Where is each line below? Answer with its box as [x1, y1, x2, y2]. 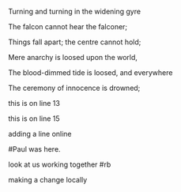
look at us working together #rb [8, 160, 111, 169]
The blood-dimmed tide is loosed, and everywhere [8, 68, 173, 77]
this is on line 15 [8, 114, 61, 123]
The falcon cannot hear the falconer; [8, 22, 128, 31]
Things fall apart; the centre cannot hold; [8, 37, 141, 47]
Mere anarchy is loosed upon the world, [8, 53, 138, 62]
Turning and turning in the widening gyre [8, 7, 141, 16]
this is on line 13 [8, 99, 61, 107]
